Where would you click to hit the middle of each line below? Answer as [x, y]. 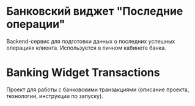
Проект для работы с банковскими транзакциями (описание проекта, [98, 89]
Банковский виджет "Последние [95, 11]
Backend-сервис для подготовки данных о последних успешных [91, 41]
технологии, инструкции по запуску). [55, 96]
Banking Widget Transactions [83, 73]
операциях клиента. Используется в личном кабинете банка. [86, 48]
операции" [36, 24]
